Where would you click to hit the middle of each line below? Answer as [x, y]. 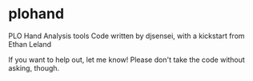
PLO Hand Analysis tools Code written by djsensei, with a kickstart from [127, 36]
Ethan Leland [30, 44]
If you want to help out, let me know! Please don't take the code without [127, 60]
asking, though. [34, 67]
